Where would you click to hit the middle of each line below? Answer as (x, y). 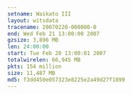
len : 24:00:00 (28, 47)
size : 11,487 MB (31, 73)
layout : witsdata (33, 20)
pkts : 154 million (34, 66)
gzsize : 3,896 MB (33, 40)
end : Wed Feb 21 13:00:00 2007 (54, 34)
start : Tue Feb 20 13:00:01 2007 (57, 54)
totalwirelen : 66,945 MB (44, 60)
